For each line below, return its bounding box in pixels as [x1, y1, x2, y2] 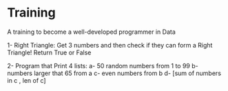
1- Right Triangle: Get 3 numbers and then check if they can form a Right [7, 41, 213, 49]
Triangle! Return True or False [7, 48, 92, 57]
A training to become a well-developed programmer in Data [7, 28, 176, 36]
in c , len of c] [7, 76, 46, 84]
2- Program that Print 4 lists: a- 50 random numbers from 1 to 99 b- [7, 61, 198, 70]
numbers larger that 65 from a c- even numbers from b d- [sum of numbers [7, 69, 222, 77]
